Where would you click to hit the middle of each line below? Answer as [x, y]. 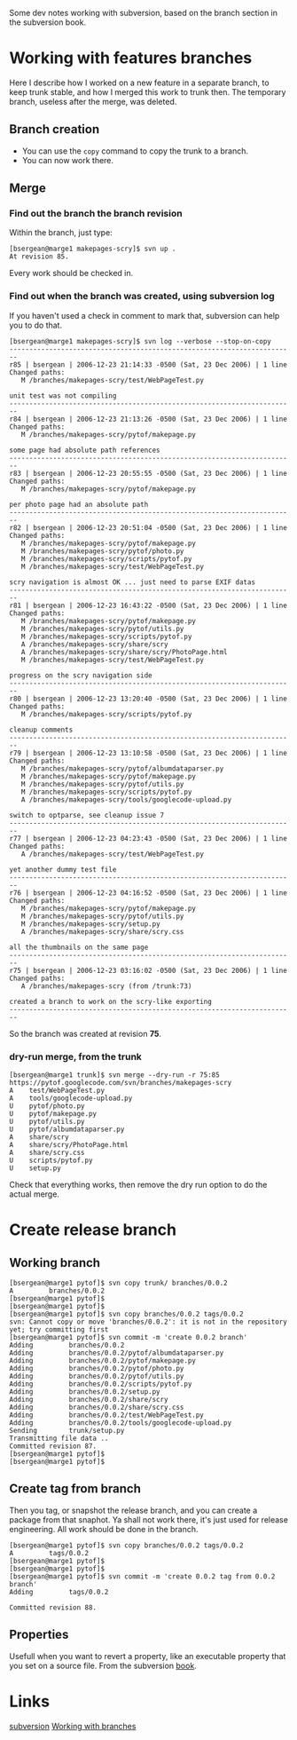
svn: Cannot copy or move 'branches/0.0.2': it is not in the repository [148, 1322]
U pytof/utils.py [47, 1122]
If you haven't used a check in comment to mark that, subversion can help [145, 315]
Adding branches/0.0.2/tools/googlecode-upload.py [121, 1423]
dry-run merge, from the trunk [75, 1056]
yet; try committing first [59, 1330]
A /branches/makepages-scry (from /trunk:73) [106, 986]
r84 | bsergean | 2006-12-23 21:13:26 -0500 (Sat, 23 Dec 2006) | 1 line [148, 419]
